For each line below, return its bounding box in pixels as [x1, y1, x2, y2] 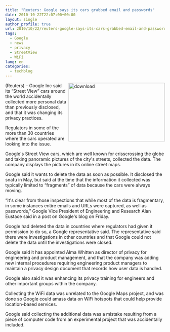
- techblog [10, 69, 33, 74]
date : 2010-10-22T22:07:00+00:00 [5, 12, 76, 17]
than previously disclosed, [5, 104, 60, 110]
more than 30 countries [5, 130, 55, 136]
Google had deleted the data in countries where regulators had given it [5, 224, 153, 229]
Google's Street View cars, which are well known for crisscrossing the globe [5, 151, 164, 157]
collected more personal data [5, 99, 67, 104]
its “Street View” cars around [5, 88, 66, 94]
